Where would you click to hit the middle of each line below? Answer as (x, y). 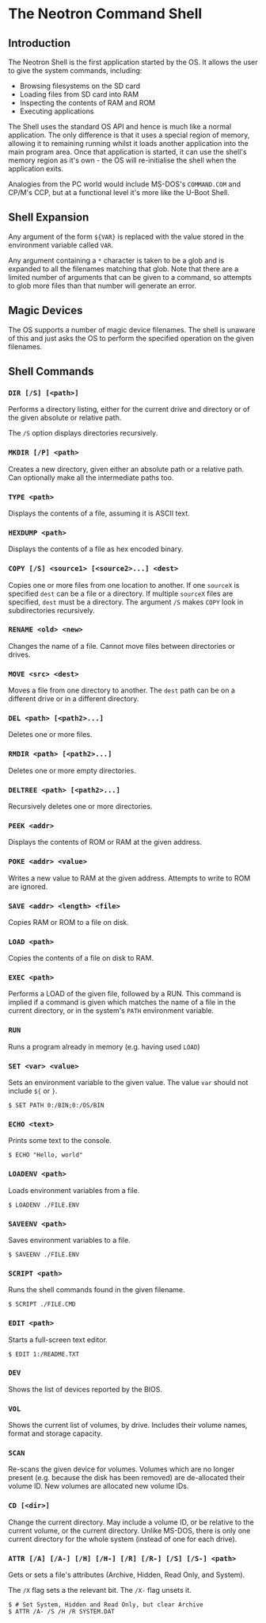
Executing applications (57, 111)
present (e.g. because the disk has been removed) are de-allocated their (127, 1478)
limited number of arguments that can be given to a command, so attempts (130, 277)
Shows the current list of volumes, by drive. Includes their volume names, (128, 1425)
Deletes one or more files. (50, 735)
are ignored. (28, 886)
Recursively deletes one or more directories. (80, 806)
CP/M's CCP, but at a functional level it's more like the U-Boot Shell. (119, 192)
